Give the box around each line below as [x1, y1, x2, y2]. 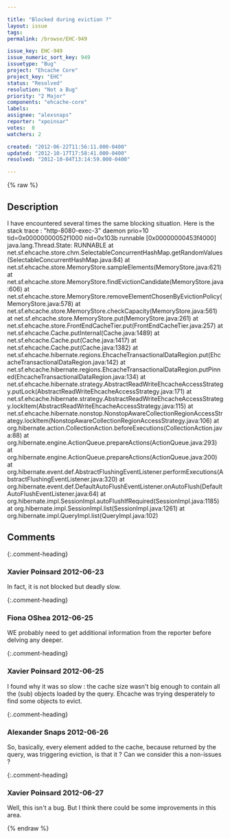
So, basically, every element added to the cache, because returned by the [7, 742, 216, 751]
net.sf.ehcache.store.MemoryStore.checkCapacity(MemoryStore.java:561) [7, 307, 218, 315]
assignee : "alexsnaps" [7, 111, 72, 119]
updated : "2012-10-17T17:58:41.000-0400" [7, 149, 128, 157]
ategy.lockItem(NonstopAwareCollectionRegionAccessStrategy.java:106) [7, 416, 213, 425]
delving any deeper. [7, 636, 64, 644]
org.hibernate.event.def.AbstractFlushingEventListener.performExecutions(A [7, 467, 224, 475]
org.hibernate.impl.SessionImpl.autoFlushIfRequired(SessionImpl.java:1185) [7, 497, 220, 505]
